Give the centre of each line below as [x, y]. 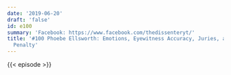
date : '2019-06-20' [35, 13]
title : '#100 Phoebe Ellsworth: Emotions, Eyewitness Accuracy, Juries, [113, 39]
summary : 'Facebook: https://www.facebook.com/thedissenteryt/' [101, 32]
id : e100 [20, 26]
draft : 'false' [29, 20]
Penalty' [26, 45]
